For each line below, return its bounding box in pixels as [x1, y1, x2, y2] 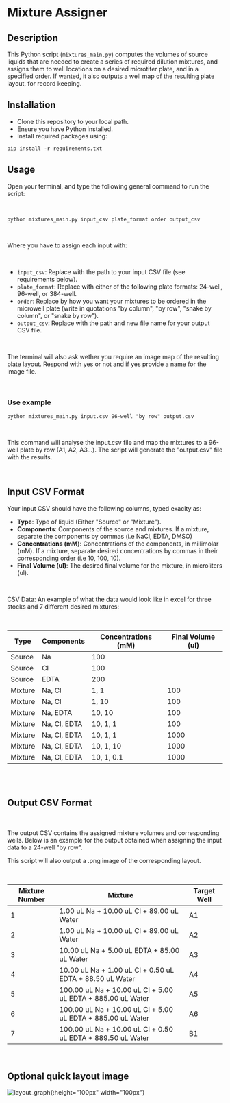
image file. [7, 367, 37, 375]
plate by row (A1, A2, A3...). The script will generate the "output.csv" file [20, 446, 223, 454]
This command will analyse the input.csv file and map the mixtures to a [7, 438, 207, 446]
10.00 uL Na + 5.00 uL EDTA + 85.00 [59, 945, 180, 955]
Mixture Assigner [7, 5, 108, 21]
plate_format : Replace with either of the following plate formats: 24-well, [16, 282, 223, 291]
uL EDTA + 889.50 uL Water [59, 1033, 149, 1043]
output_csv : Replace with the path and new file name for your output [16, 319, 210, 327]
